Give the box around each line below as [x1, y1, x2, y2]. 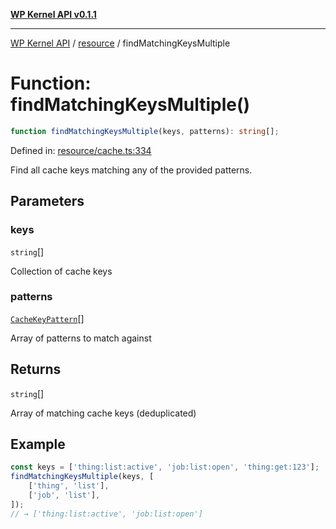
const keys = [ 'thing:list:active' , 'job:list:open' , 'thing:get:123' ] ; [10, 462, 320, 473]
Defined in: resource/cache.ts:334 [10, 144, 152, 156]
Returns [10, 361, 62, 378]
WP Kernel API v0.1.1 [10, 9, 97, 20]
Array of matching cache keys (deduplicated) [10, 407, 197, 419]
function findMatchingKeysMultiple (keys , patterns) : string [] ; [10, 126, 280, 136]
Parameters [10, 193, 85, 210]
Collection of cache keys [10, 265, 113, 277]
